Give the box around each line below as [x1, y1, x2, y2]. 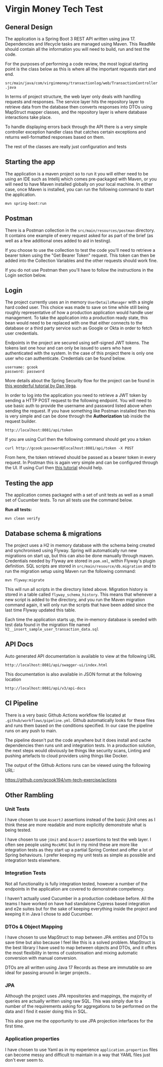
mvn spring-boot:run [5, 201, 47, 206]
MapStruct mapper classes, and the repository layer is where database [5, 109, 147, 115]
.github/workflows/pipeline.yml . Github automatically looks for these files [5, 717, 155, 723]
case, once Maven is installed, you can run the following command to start [5, 186, 154, 192]
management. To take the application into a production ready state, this [5, 315, 148, 321]
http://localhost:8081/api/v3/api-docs [5, 686, 86, 691]
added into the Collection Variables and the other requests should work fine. [5, 258, 158, 263]
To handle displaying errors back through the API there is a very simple [5, 124, 147, 130]
